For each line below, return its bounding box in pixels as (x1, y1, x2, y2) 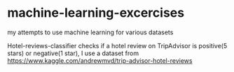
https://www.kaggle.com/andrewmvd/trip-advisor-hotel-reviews (7, 56, 193, 64)
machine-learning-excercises (7, 5, 184, 21)
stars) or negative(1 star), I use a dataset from (7, 49, 139, 57)
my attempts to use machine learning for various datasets (7, 28, 174, 36)
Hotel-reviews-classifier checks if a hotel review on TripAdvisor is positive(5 (7, 41, 228, 50)
